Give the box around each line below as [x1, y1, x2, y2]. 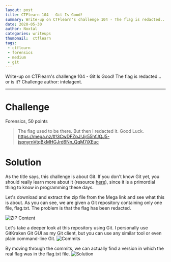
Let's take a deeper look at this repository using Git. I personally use [5, 225, 148, 231]
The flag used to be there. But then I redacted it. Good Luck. [17, 128, 144, 134]
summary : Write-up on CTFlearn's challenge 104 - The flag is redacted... [5, 17, 167, 22]
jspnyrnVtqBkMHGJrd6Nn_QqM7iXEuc [17, 139, 99, 145]
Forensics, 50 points [5, 118, 48, 125]
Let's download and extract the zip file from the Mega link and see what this [5, 194, 164, 200]
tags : [5, 41, 17, 46]
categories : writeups [5, 31, 51, 36]
